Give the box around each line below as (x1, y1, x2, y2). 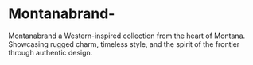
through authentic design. (8, 48, 93, 57)
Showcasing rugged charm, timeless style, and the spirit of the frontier (8, 39, 240, 48)
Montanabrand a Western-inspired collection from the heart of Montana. (8, 31, 246, 40)
